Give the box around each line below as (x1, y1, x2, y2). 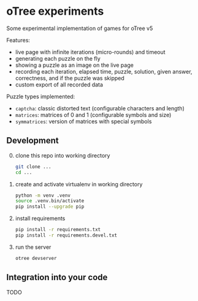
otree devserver (15, 255, 57, 261)
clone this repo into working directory (15, 151, 110, 159)
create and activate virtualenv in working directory (15, 180, 143, 188)
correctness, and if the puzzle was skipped (15, 74, 124, 82)
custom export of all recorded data (15, 81, 103, 88)
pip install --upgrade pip (15, 204, 85, 210)
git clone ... (15, 164, 51, 170)
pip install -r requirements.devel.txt (15, 232, 118, 238)
